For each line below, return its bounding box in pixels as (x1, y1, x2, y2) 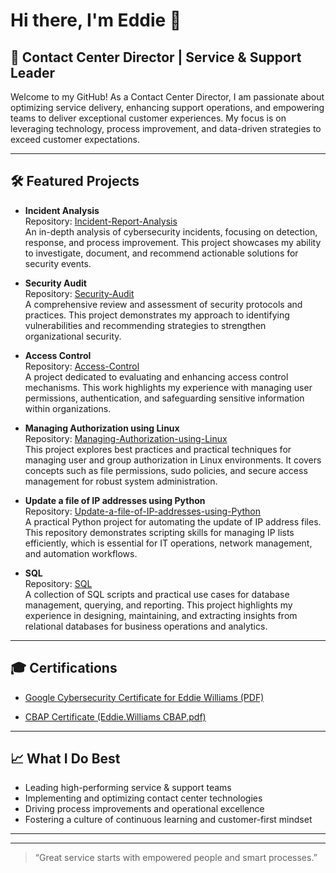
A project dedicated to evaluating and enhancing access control (24, 370, 289, 383)
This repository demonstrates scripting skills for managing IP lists (24, 526, 295, 538)
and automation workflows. (24, 547, 138, 559)
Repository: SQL (24, 577, 93, 589)
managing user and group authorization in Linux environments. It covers (24, 454, 322, 466)
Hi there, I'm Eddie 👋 (10, 9, 182, 32)
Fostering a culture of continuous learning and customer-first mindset (24, 814, 313, 826)
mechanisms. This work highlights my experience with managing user (24, 381, 313, 393)
